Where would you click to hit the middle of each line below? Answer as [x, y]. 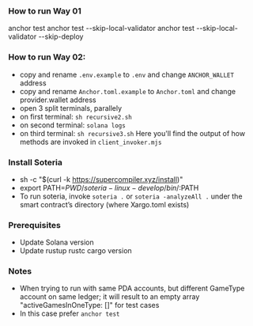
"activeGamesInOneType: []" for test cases [89, 305]
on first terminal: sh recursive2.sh [76, 116]
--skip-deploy [61, 36]
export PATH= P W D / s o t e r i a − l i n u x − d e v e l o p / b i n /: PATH [109, 188]
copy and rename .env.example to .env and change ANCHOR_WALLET [127, 74]
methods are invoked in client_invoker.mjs [91, 142]
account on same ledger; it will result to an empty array [110, 297]
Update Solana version [57, 242]
